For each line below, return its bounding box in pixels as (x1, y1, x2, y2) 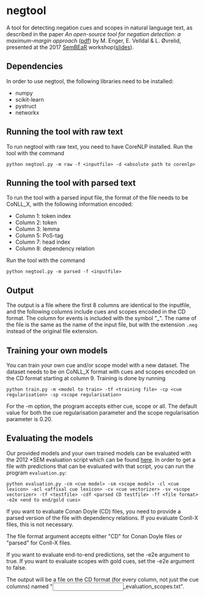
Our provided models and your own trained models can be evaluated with (6, 449, 192, 457)
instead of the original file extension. (6, 328, 99, 335)
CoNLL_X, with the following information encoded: (6, 200, 133, 208)
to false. (6, 564, 27, 571)
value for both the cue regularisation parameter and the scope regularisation (6, 409, 199, 416)
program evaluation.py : (6, 469, 67, 476)
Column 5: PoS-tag (15, 232, 64, 239)
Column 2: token (15, 219, 57, 227)
